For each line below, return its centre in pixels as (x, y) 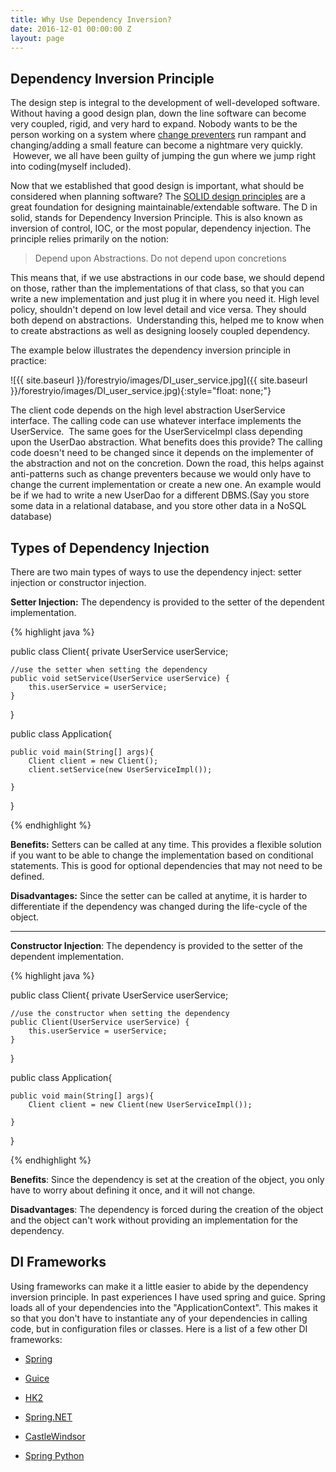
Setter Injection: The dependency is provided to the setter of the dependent (167, 602)
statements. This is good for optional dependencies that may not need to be (166, 865)
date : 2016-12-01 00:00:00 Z (71, 29)
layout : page (37, 38)
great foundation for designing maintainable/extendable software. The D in (164, 207)
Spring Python (54, 1455)
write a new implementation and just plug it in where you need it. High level (165, 299)
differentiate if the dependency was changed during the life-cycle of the (159, 906)
